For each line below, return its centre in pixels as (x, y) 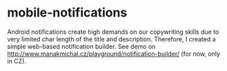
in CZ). (17, 61)
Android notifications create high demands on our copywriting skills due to (113, 32)
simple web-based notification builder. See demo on (81, 46)
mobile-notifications (67, 13)
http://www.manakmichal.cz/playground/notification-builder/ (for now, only (114, 54)
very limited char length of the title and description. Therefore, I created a (111, 39)
